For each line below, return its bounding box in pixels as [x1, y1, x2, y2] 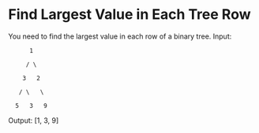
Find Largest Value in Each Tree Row [8, 6, 251, 24]
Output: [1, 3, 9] [8, 116, 59, 125]
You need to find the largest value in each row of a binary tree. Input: [8, 31, 232, 41]
